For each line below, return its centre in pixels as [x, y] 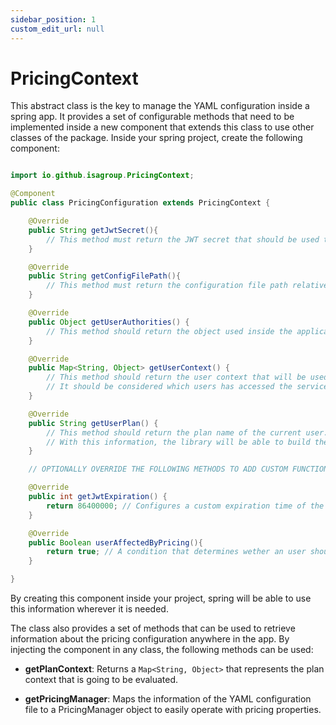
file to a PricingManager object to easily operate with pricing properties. [173, 710]
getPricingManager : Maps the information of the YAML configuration [168, 699]
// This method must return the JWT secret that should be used [183, 239]
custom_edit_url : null [57, 29]
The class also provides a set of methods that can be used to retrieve [153, 628]
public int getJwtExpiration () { [98, 497]
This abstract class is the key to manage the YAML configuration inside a [160, 106]
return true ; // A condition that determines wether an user [176, 552]
